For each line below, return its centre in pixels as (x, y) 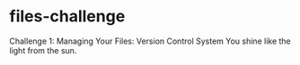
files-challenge (67, 16)
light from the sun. (43, 50)
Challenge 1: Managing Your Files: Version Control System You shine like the (150, 41)
